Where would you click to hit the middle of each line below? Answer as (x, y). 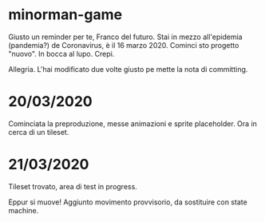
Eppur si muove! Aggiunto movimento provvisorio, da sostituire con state (128, 202)
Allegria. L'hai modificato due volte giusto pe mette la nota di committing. (128, 69)
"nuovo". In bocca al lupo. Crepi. (61, 54)
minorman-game (65, 15)
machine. (24, 210)
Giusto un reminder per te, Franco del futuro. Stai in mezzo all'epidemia (125, 37)
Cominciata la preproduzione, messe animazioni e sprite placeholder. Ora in (133, 123)
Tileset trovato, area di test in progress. (73, 186)
